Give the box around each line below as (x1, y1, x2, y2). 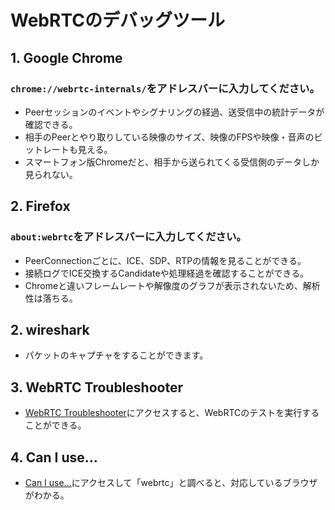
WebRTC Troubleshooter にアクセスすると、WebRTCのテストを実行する (24, 407, 320, 419)
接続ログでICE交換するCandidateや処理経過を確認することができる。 (24, 267, 310, 279)
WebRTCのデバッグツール (10, 9, 225, 32)
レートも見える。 (42, 143, 113, 155)
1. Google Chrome (10, 49, 123, 66)
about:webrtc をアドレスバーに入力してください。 (10, 230, 247, 244)
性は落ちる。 (24, 292, 78, 304)
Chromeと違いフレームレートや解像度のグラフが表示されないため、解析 (24, 279, 321, 291)
